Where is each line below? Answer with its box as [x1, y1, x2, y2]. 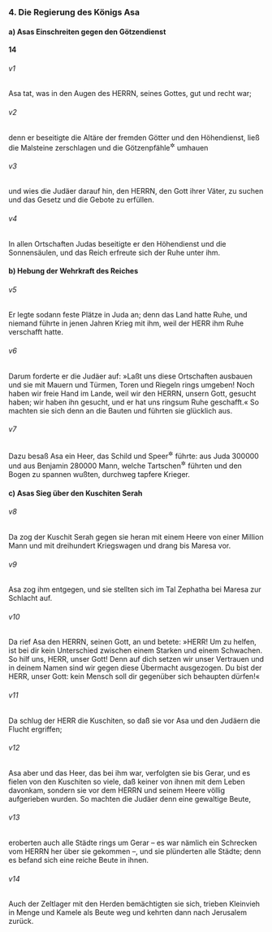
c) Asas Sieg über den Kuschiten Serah [8, 488, 143, 498]
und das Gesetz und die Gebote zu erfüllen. [8, 195, 154, 205]
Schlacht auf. [8, 593, 53, 603]
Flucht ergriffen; [8, 724, 63, 734]
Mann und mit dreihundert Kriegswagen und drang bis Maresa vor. [8, 540, 231, 550]
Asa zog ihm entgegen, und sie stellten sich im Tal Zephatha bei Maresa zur [8, 584, 261, 594]
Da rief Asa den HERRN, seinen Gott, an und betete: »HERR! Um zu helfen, [8, 637, 257, 647]
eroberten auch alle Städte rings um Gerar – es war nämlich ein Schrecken [8, 838, 257, 847]
